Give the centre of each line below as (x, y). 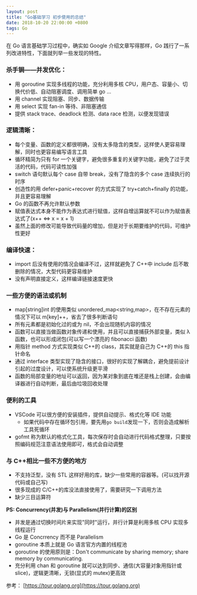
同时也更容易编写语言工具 (56, 152)
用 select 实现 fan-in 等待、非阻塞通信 (61, 106)
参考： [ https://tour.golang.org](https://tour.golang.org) (73, 586)
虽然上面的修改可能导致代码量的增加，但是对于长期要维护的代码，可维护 (102, 226)
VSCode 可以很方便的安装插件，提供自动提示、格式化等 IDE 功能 (93, 414)
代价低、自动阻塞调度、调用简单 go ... (65, 91)
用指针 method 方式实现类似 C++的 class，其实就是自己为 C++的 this (98, 346)
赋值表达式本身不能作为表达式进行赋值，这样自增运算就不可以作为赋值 (100, 211)
